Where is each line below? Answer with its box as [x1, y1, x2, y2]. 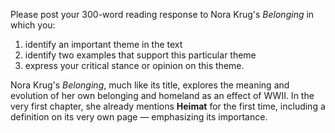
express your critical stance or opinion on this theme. [24, 60, 245, 71]
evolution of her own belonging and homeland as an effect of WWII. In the [10, 90, 315, 101]
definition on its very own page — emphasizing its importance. [10, 111, 268, 123]
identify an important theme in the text [24, 39, 183, 50]
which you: [10, 19, 56, 31]
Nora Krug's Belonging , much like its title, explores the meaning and [10, 79, 290, 91]
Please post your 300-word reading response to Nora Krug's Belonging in [10, 9, 315, 20]
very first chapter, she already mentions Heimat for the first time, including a [10, 100, 326, 112]
